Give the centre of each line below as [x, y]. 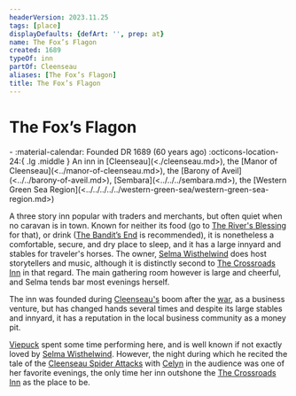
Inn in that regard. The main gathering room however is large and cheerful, [145, 272]
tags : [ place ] [35, 26]
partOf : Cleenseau [43, 67]
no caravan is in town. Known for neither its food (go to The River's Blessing [148, 225]
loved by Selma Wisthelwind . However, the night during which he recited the [148, 353]
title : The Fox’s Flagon [55, 83]
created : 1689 [35, 50]
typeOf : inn [31, 58]
